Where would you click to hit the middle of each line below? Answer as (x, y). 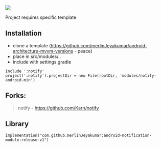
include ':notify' (25, 71)
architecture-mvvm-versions (43, 51)
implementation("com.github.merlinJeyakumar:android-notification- (79, 136)
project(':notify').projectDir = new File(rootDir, (61, 76)
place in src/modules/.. (37, 56)
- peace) (83, 51)
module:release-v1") (27, 140)
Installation (24, 33)
